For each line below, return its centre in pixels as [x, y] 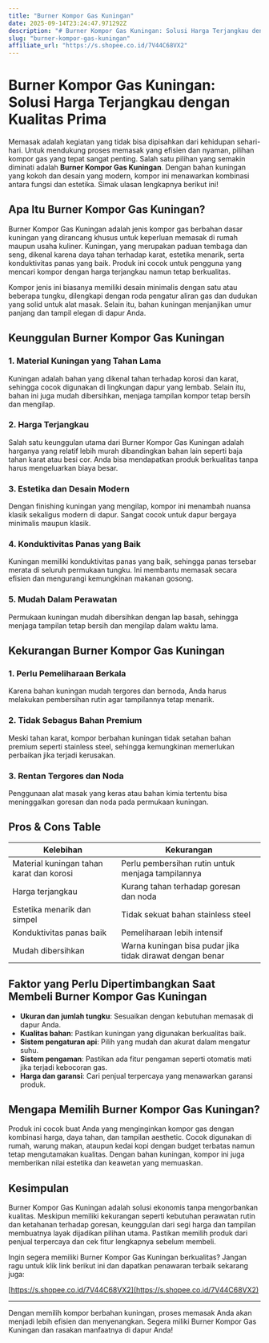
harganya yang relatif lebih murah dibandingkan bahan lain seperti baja [125, 451]
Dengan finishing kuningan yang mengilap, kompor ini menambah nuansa [129, 506]
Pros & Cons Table [55, 827]
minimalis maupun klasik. [50, 524]
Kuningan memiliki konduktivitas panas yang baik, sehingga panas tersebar [132, 561]
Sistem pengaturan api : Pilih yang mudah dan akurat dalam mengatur [135, 1042]
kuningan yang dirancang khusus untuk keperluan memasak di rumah [123, 237]
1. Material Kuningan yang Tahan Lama [85, 361]
